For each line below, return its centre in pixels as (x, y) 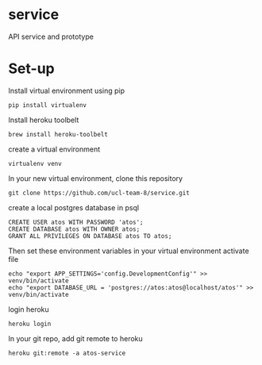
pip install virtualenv (48, 105)
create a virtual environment (54, 149)
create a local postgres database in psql (74, 207)
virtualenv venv (35, 163)
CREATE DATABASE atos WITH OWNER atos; (74, 229)
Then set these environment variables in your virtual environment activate (129, 251)
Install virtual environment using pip (67, 90)
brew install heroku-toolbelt (58, 134)
